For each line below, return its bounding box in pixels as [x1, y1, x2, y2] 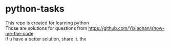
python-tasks [5, 3, 65, 15]
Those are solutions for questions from [5, 25, 88, 31]
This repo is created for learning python [5, 20, 89, 26]
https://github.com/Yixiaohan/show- [88, 25, 165, 31]
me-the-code [5, 30, 34, 36]
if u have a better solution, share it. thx [5, 36, 87, 42]
